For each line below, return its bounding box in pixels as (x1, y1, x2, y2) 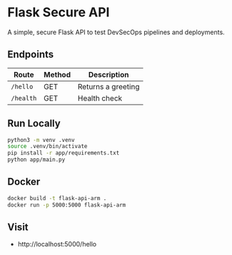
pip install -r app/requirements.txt (7, 150, 120, 157)
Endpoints (7, 48, 54, 61)
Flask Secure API (7, 4, 110, 21)
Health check (77, 93, 123, 103)
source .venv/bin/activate (7, 143, 88, 150)
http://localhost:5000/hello (17, 240, 97, 249)
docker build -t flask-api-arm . (7, 194, 107, 202)
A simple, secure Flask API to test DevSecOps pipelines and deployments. (7, 28, 225, 36)
